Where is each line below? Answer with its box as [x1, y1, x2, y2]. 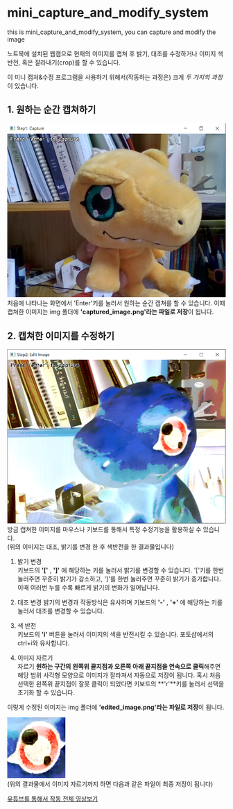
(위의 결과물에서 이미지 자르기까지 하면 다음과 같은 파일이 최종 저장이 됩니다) [7, 780, 214, 788]
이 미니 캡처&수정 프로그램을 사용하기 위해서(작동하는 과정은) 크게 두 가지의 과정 [7, 73, 223, 81]
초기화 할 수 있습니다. [17, 688, 75, 697]
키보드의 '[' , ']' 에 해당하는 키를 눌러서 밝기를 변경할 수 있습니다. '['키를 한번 [17, 566, 224, 574]
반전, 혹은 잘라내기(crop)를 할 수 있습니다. [7, 58, 121, 67]
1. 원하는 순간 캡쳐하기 [7, 104, 96, 116]
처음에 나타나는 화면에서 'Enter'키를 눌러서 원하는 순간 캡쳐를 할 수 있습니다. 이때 [7, 299, 225, 307]
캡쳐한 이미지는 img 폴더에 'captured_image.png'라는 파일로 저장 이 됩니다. [7, 307, 214, 316]
